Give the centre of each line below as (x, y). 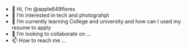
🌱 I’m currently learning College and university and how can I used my (96, 21)
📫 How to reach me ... (39, 40)
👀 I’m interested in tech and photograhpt (60, 15)
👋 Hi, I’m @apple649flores (43, 9)
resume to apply (31, 27)
